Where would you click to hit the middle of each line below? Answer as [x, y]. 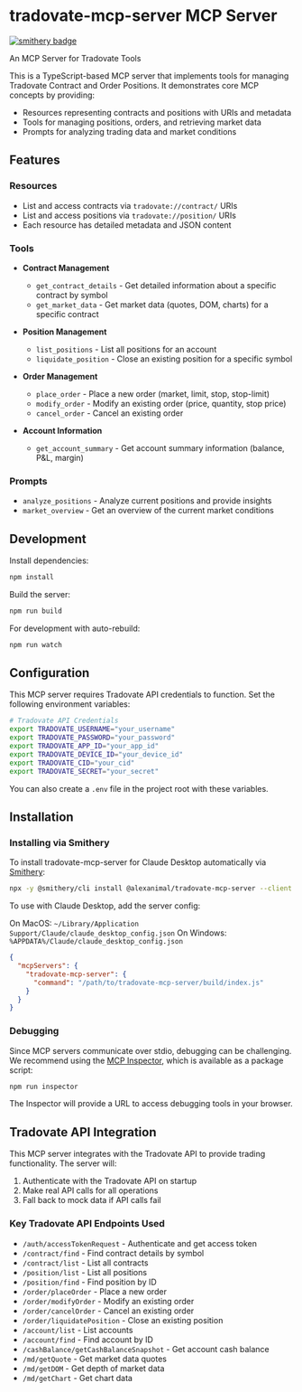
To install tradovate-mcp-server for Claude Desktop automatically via [138, 862]
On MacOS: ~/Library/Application [74, 924]
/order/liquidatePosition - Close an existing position [123, 1320]
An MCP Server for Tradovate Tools [75, 58]
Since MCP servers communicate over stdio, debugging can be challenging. [151, 1050]
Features [35, 160]
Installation [41, 817]
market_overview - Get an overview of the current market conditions [148, 511]
